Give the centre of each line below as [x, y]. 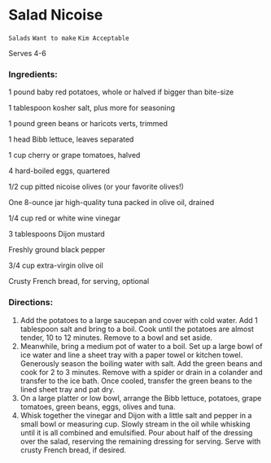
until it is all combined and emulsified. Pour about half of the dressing [136, 432]
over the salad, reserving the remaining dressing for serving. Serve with [140, 441]
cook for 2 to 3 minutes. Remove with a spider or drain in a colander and [141, 372]
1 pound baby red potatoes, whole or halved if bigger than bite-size [121, 92]
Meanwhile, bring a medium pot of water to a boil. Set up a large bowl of [141, 346]
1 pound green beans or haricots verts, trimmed [88, 124]
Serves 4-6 [27, 53]
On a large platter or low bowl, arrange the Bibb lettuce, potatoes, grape [141, 398]
